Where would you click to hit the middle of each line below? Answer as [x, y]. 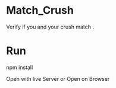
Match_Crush [40, 10]
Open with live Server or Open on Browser [58, 78]
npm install [20, 67]
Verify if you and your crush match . [50, 27]
